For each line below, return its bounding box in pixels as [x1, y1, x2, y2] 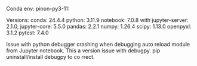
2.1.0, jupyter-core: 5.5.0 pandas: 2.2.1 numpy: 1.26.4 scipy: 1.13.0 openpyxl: [6, 23, 192, 30]
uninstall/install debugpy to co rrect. [6, 54, 95, 60]
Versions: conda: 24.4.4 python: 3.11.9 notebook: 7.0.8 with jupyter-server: [6, 17, 189, 23]
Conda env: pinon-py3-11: [6, 5, 70, 12]
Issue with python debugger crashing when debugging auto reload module [6, 41, 190, 48]
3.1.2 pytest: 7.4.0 [6, 29, 49, 36]
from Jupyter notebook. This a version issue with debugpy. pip [6, 47, 161, 54]
